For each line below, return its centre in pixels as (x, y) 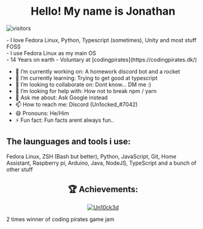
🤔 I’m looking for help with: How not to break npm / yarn (86, 91)
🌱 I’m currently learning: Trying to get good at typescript (86, 78)
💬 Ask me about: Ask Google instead (61, 97)
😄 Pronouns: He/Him (42, 113)
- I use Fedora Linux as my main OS (51, 53)
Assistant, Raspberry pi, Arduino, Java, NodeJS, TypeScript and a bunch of (101, 163)
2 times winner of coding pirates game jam (60, 219)
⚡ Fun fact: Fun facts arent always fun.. (65, 120)
